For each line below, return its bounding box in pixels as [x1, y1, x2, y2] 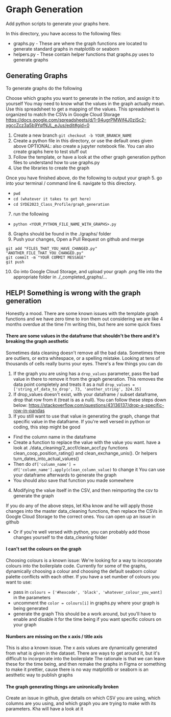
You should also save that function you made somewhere [13, 477, 134, 483]
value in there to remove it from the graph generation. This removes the [13, 376, 164, 382]
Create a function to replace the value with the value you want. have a [13, 439, 161, 445]
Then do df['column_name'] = [13, 461, 76, 467]
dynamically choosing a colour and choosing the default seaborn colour [6, 568, 157, 574]
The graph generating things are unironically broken [6, 683, 119, 689]
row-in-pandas [13, 407, 45, 414]
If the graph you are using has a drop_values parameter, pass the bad [13, 370, 159, 377]
